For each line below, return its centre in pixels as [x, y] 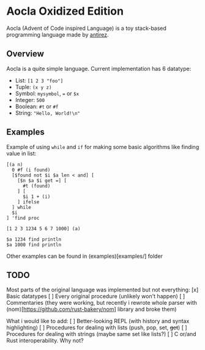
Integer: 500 [30, 100]
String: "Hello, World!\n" [48, 113]
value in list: [21, 153]
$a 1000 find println [34, 245]
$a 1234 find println [34, 239]
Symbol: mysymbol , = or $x [47, 93]
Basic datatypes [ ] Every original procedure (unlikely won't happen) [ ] [96, 296]
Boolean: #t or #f [37, 106]
